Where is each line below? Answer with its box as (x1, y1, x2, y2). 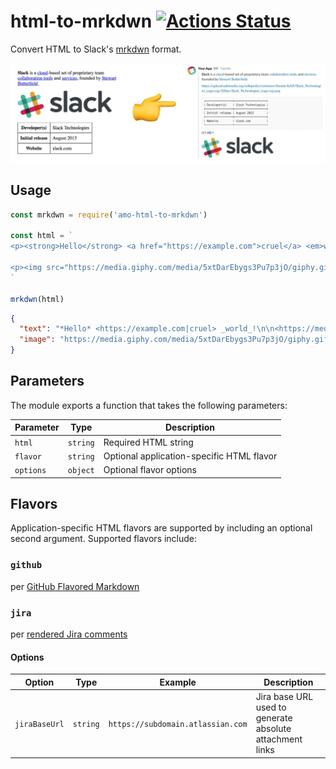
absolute (255, 723, 292, 735)
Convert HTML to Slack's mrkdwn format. (10, 43, 182, 55)
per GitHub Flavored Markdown (10, 580, 140, 592)
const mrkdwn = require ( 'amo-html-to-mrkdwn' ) (10, 210, 208, 220)
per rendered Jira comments (10, 628, 128, 640)
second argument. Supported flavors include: (10, 533, 198, 545)
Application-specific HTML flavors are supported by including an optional (10, 522, 313, 534)
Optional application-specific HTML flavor (103, 450, 278, 462)
